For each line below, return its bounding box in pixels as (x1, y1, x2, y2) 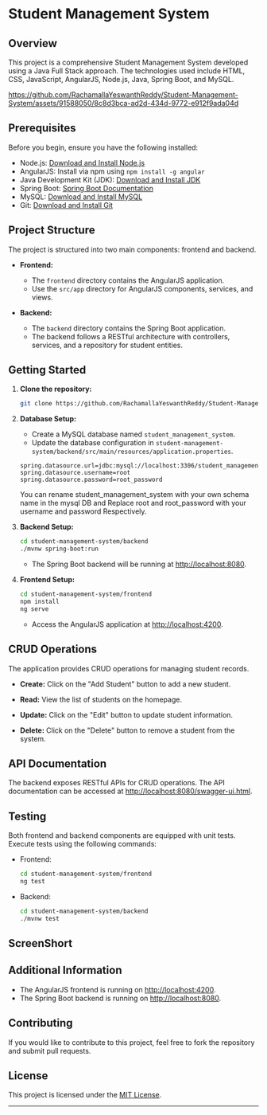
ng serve (19, 604, 49, 613)
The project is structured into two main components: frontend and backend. (8, 245, 257, 254)
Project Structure (8, 224, 95, 237)
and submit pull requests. (8, 1046, 91, 1055)
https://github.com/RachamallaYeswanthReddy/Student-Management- (8, 90, 238, 100)
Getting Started (8, 363, 87, 377)
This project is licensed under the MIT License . (8, 1090, 162, 1100)
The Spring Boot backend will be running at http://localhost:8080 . (31, 559, 247, 569)
